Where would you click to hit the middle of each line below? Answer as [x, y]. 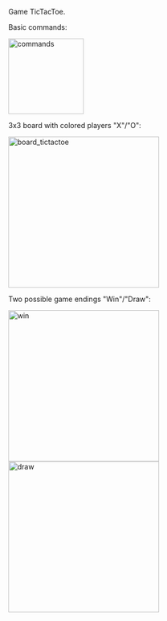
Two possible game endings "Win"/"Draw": [79, 299]
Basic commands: [38, 27]
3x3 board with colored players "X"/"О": [75, 125]
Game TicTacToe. [37, 12]
